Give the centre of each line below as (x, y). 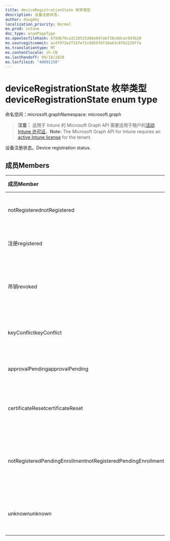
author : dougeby (22, 19)
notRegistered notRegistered (41, 210)
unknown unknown (30, 514)
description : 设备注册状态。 (33, 15)
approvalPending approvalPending (48, 369)
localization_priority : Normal (38, 24)
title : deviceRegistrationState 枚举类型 (48, 10)
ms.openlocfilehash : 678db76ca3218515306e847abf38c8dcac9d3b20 (73, 39)
